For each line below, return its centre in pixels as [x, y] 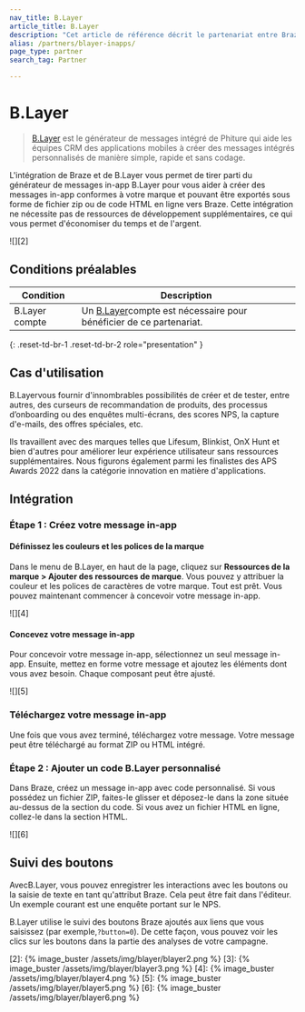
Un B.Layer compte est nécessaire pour [164, 310]
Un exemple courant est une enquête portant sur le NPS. [115, 904]
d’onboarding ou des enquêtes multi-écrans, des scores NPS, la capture [144, 414]
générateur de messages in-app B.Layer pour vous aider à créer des [138, 185]
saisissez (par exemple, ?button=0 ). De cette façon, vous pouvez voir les [144, 931]
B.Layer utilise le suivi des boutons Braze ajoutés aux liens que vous [137, 922]
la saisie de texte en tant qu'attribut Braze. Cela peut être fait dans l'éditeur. [151, 894]
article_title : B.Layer [54, 26]
